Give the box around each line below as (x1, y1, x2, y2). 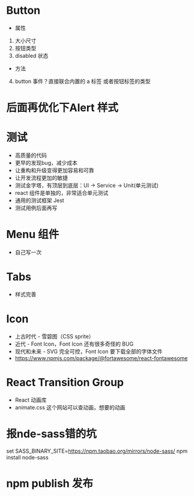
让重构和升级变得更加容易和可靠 (14, 167, 94, 174)
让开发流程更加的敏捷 (14, 174, 68, 182)
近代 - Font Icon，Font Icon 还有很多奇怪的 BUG (14, 340, 134, 348)
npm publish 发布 (6, 476, 93, 490)
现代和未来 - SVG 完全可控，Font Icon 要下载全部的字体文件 (14, 348, 163, 355)
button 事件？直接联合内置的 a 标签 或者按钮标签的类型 (14, 78, 151, 85)
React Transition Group (6, 376, 124, 390)
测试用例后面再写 (14, 204, 58, 212)
